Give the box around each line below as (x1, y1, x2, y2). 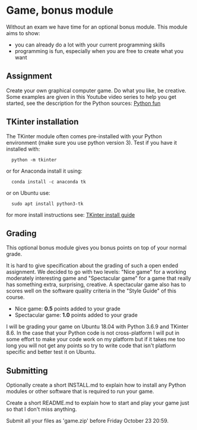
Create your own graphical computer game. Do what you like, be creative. (6, 87, 187, 94)
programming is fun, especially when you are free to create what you (14, 47, 184, 54)
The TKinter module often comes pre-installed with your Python (6, 132, 162, 140)
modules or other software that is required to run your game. (6, 388, 154, 395)
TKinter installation (6, 117, 79, 127)
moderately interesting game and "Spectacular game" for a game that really (6, 275, 192, 282)
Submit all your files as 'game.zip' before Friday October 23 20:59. (6, 417, 169, 425)
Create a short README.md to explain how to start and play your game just (6, 400, 190, 407)
